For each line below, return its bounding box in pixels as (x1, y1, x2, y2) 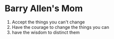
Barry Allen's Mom (4, 3, 83, 14)
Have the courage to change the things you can (11, 24, 110, 30)
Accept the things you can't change (11, 19, 85, 25)
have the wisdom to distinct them (11, 29, 80, 35)
